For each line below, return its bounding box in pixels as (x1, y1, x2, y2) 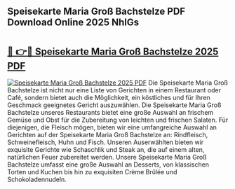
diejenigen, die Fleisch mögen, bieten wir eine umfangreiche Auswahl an (7, 123, 217, 132)
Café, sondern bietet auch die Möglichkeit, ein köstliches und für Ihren (7, 94, 210, 101)
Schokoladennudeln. (7, 175, 67, 183)
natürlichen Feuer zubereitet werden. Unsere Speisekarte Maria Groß (7, 153, 207, 161)
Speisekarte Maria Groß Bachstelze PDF (7, 6, 186, 17)
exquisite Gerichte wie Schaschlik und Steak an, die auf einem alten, (7, 146, 205, 153)
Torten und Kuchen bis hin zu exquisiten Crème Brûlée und (7, 168, 177, 176)
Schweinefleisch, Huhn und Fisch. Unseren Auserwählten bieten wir (7, 138, 204, 146)
